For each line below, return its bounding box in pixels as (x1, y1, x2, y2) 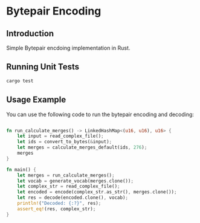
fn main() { (6, 166, 36, 173)
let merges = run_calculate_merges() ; (17, 172, 115, 178)
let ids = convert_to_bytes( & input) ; (17, 139, 112, 145)
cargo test (6, 77, 34, 84)
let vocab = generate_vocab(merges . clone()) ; (17, 178, 134, 184)
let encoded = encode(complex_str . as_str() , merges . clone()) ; (17, 189, 177, 195)
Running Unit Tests (6, 62, 80, 72)
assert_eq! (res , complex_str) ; (17, 205, 96, 212)
